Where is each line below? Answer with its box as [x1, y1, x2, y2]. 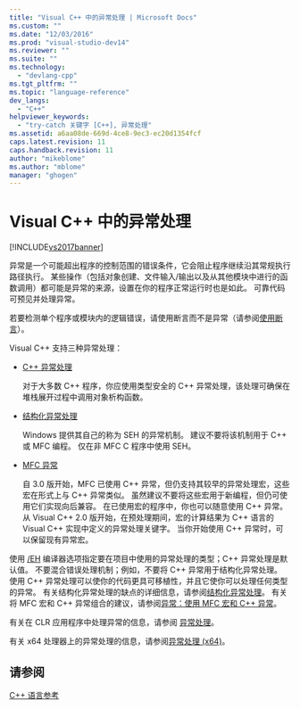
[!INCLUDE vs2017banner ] [9, 242, 104, 252]
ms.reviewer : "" [9, 46, 70, 55]
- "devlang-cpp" [17, 71, 78, 80]
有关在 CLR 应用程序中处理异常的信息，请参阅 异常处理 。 [9, 617, 219, 628]
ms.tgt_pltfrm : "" [9, 79, 78, 88]
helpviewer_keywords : [9, 112, 90, 121]
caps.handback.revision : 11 [9, 145, 114, 154]
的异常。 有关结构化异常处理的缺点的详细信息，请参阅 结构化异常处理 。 [9, 587, 270, 598]
